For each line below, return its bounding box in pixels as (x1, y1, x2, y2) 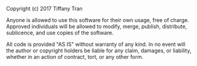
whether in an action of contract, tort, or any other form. (6, 54, 144, 60)
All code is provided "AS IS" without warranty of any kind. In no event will (6, 41, 186, 48)
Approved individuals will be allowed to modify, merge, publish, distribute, (6, 23, 187, 30)
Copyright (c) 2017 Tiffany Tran (6, 5, 83, 12)
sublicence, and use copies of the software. (6, 29, 114, 36)
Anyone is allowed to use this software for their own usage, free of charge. (6, 17, 189, 23)
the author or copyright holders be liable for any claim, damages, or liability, (6, 47, 192, 54)
